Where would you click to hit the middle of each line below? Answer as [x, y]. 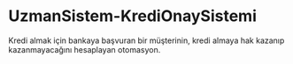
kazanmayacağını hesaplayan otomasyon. [85, 49]
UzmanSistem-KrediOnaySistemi [133, 16]
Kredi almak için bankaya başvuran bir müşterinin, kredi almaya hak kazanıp [146, 40]
